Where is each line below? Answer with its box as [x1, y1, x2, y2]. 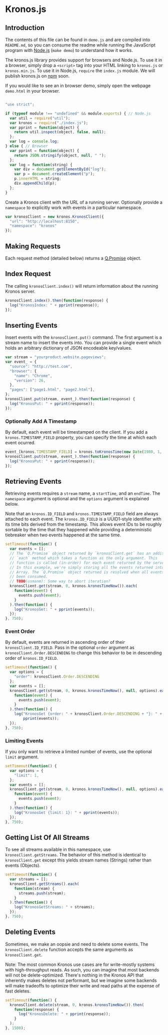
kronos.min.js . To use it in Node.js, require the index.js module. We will [5, 68, 155, 74]
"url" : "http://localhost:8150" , [9, 219, 79, 224]
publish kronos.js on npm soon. [5, 73, 70, 79]
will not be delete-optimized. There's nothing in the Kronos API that [5, 972, 144, 978]
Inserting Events [5, 321, 57, 330]
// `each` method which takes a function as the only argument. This [9, 555, 157, 561]
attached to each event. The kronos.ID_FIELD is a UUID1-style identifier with [5, 516, 161, 522]
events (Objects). [5, 862, 41, 868]
